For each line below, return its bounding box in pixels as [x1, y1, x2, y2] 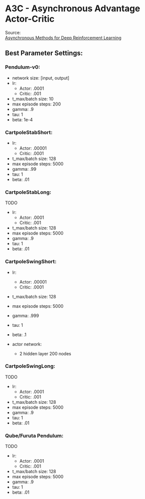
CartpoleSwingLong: [5, 363, 55, 369]
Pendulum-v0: [5, 64, 41, 71]
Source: [5, 29, 21, 35]
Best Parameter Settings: [5, 49, 83, 57]
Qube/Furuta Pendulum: [5, 432, 63, 439]
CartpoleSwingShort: [5, 258, 57, 265]
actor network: [12, 341, 42, 347]
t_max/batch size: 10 [12, 96, 54, 102]
